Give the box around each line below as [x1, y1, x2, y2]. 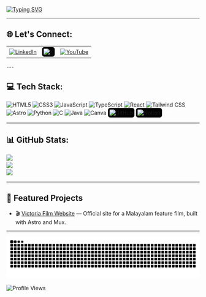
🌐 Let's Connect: [6, 29, 72, 40]
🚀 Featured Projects [6, 193, 83, 203]
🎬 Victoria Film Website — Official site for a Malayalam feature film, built [15, 209, 198, 217]
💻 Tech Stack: [6, 81, 63, 92]
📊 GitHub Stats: [6, 135, 69, 145]
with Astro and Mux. [15, 218, 66, 226]
